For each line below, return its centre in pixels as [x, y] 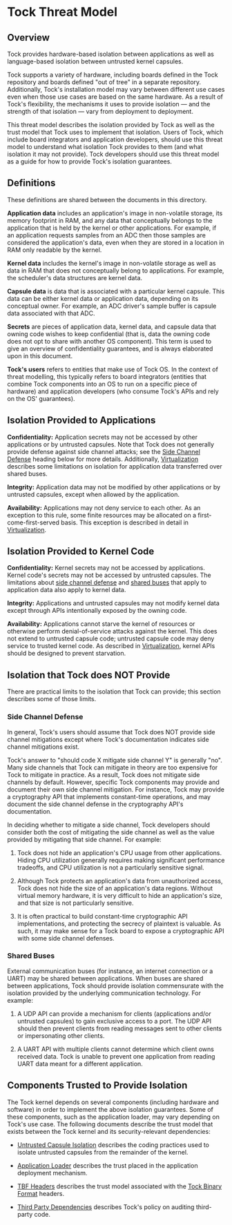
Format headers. [40, 1193]
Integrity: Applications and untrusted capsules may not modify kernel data [113, 603]
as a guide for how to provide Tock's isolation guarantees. [90, 161]
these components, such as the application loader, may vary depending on [113, 1117]
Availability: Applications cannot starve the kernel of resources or [101, 624]
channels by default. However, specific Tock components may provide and [113, 782]
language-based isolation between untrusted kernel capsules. [95, 61]
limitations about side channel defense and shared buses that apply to [107, 582]
